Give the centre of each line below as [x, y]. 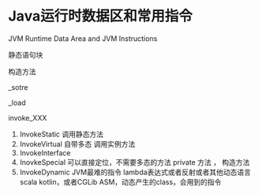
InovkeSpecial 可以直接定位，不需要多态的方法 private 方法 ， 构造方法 [135, 162]
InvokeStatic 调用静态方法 [62, 134]
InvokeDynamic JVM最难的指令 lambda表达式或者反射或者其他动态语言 [135, 172]
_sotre [18, 87]
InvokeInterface [45, 153]
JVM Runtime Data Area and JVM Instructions [83, 38]
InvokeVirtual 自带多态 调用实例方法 [77, 144]
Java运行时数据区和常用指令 [100, 16]
